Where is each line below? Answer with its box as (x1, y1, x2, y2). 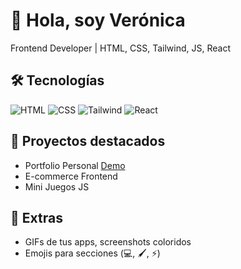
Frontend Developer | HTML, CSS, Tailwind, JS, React (10, 42, 231, 54)
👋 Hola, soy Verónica (10, 9, 186, 32)
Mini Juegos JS (24, 180, 90, 193)
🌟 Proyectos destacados (10, 133, 166, 150)
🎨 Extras (10, 209, 63, 226)
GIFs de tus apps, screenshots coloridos (24, 236, 192, 248)
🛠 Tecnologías (10, 72, 105, 89)
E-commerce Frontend (24, 170, 118, 182)
